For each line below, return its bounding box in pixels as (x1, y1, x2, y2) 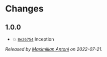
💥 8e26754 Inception (12, 36, 54, 42)
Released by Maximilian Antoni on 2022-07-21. (5, 46, 103, 52)
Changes (5, 3, 44, 14)
